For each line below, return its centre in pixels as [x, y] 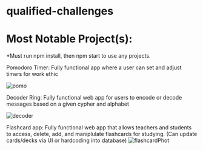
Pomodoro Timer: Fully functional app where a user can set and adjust [94, 67]
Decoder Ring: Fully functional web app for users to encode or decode [94, 98]
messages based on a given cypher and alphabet [68, 104]
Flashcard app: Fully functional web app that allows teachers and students [99, 128]
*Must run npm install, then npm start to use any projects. [78, 56]
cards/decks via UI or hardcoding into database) [67, 140]
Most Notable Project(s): [69, 39]
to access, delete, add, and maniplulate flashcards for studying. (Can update [102, 134]
